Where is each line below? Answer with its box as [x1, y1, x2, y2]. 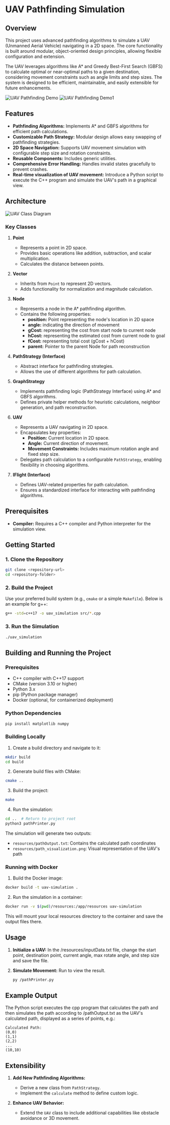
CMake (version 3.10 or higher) [12, 681, 77, 687]
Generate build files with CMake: [12, 768, 81, 774]
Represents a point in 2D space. [20, 244, 87, 251]
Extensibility [5, 1061, 46, 1070]
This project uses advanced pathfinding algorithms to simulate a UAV [5, 37, 150, 43]
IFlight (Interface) [12, 472, 51, 478]
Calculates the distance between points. [20, 261, 105, 267]
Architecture [5, 197, 47, 206]
